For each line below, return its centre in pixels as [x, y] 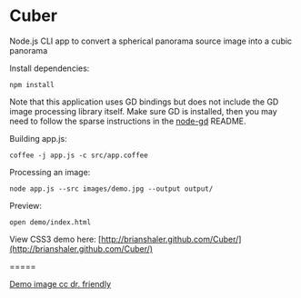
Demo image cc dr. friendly [60, 283]
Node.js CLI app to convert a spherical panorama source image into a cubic [151, 41]
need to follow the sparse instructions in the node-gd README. [128, 121]
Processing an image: [50, 172]
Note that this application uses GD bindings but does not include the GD [144, 102]
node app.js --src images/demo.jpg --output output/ [111, 189]
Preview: [26, 205]
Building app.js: [38, 138]
